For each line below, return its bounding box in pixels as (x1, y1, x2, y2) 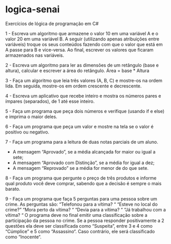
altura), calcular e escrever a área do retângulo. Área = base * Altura (5, 68, 150, 74)
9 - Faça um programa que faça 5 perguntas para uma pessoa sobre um (5, 195, 157, 202)
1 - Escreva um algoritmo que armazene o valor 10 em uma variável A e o (5, 30, 158, 36)
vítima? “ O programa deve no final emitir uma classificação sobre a (5, 212, 148, 218)
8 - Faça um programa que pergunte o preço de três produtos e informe (5, 175, 157, 181)
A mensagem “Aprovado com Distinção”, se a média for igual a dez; (12, 160, 155, 166)
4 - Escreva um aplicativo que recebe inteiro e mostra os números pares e (5, 93, 161, 99)
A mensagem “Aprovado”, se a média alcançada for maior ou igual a (12, 148, 156, 154)
